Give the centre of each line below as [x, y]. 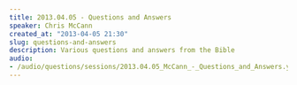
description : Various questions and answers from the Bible [122, 50]
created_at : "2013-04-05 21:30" [69, 34]
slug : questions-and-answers [63, 42]
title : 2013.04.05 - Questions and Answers [91, 17]
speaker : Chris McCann [51, 26]
